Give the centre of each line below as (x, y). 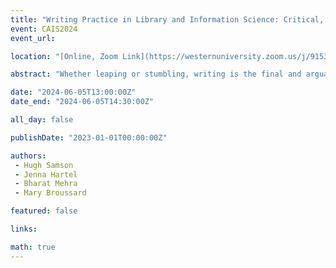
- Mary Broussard (50, 193)
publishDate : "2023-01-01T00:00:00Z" (89, 137)
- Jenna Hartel (46, 174)
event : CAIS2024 (44, 29)
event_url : (33, 38)
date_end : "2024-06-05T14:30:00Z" (82, 102)
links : (24, 229)
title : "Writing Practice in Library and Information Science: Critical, (167, 19)
